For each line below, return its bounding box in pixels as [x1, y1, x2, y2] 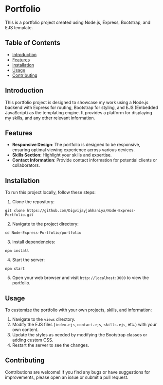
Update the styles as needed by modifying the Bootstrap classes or [12, 332, 147, 337]
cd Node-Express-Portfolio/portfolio [5, 230, 82, 235]
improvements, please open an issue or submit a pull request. [5, 374, 128, 380]
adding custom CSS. [12, 337, 54, 343]
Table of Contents [5, 39, 61, 47]
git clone [5, 208, 25, 213]
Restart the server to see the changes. [12, 342, 89, 348]
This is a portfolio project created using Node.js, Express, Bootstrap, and [5, 19, 151, 25]
